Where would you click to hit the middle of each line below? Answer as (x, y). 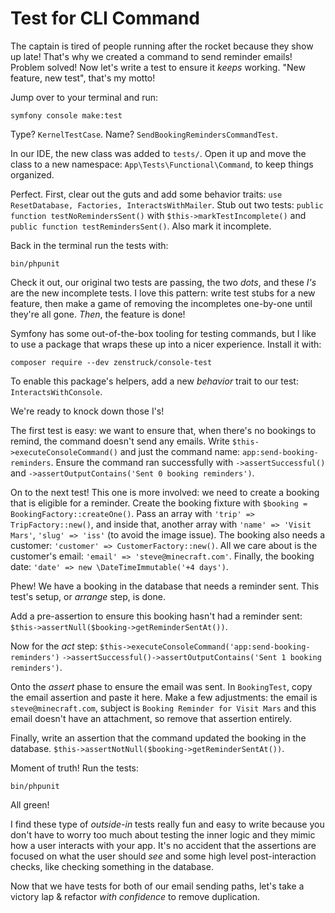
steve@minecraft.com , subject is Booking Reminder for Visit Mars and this (163, 708)
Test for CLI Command (105, 18)
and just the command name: (180, 451)
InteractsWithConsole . (56, 391)
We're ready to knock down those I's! (87, 411)
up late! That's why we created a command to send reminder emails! (151, 56)
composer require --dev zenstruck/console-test (111, 362)
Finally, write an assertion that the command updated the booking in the (158, 738)
